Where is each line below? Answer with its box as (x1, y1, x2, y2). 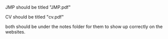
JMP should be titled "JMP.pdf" (5, 4, 71, 10)
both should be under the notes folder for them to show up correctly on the (5, 23, 163, 29)
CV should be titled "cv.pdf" (5, 14, 64, 19)
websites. (5, 29, 25, 34)
